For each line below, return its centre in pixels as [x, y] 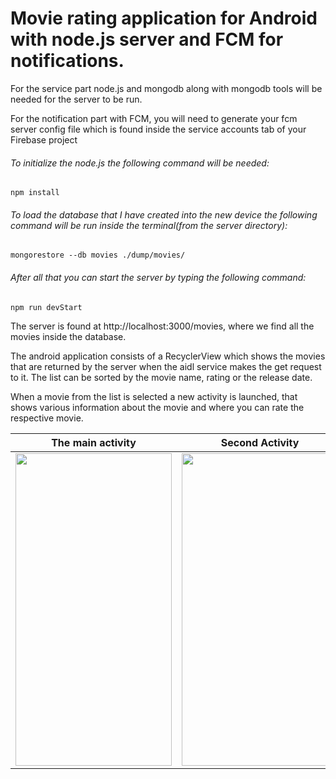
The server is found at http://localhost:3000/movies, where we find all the [162, 326]
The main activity [94, 442]
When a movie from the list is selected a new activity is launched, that [154, 396]
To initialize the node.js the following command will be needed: [140, 163]
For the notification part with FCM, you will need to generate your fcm [154, 118]
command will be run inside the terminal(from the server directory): [149, 225]
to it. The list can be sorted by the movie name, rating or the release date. [161, 377]
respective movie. [47, 418]
